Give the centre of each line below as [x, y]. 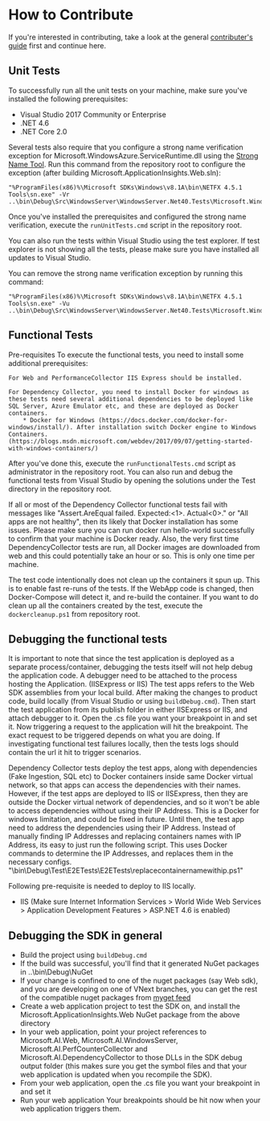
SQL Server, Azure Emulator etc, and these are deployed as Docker [124, 406]
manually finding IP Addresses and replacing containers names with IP [125, 836]
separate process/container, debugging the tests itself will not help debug [131, 667]
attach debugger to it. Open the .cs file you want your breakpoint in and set [133, 718]
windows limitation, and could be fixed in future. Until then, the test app [127, 819]
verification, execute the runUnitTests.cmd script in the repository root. [125, 225]
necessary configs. [40, 862]
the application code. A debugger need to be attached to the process [123, 675]
